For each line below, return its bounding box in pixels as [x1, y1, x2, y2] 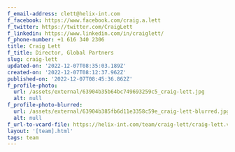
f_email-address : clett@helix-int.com [7, 10, 120, 18]
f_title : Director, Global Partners [7, 50, 114, 57]
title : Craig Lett [7, 43, 61, 50]
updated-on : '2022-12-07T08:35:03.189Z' [7, 62, 127, 69]
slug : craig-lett [7, 56, 58, 63]
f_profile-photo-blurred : [7, 102, 83, 109]
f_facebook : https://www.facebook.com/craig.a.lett [7, 17, 161, 24]
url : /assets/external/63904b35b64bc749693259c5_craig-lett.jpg [13, 88, 205, 95]
